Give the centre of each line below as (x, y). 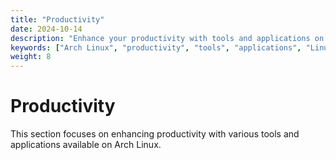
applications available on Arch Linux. (86, 145)
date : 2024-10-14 (46, 29)
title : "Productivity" (57, 19)
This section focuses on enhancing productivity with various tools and (155, 134)
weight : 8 (31, 57)
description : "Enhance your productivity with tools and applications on (167, 38)
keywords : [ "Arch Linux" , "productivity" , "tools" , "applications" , (156, 47)
